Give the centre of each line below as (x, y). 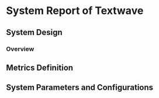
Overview (20, 49)
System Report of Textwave (75, 11)
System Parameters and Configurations (80, 88)
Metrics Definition (40, 67)
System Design (34, 32)
